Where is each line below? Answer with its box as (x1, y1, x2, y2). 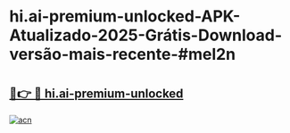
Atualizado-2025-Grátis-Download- (9, 25, 283, 46)
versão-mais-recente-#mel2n (9, 45, 236, 64)
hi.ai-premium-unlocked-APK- (9, 6, 241, 27)
